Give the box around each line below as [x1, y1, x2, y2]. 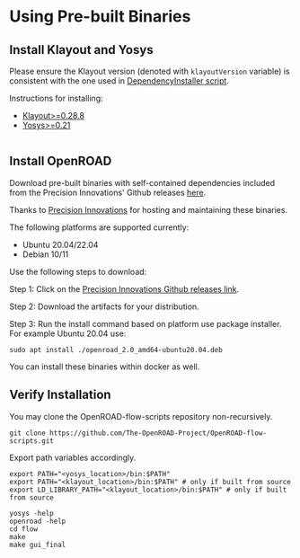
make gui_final [9, 540, 66, 549]
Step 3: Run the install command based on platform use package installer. [9, 318, 282, 329]
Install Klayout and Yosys [9, 42, 154, 58]
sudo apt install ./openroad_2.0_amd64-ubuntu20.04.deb [9, 345, 223, 354]
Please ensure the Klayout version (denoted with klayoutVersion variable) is [9, 66, 290, 76]
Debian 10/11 [22, 249, 69, 260]
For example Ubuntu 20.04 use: [9, 328, 127, 339]
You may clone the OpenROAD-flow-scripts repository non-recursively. [9, 411, 273, 421]
